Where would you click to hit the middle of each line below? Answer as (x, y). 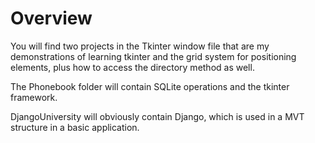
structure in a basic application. (75, 127)
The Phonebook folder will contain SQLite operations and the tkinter (150, 86)
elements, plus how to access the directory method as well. (132, 67)
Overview (51, 18)
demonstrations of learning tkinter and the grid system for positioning (153, 56)
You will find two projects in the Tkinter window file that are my (140, 46)
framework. (34, 97)
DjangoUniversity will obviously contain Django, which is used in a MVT (157, 116)
